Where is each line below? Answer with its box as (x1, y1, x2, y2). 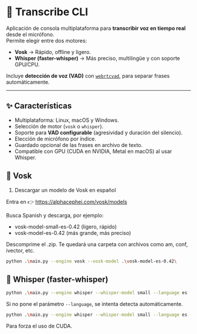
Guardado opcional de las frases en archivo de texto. (14, 141, 143, 148)
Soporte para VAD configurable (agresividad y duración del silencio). (14, 129, 183, 136)
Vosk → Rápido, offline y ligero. (14, 48, 91, 55)
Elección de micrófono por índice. (14, 135, 97, 142)
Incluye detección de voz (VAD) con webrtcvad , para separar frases (6, 72, 170, 79)
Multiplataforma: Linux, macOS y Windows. (14, 117, 119, 124)
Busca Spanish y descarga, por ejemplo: (6, 212, 104, 219)
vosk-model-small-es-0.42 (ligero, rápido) (14, 223, 117, 230)
